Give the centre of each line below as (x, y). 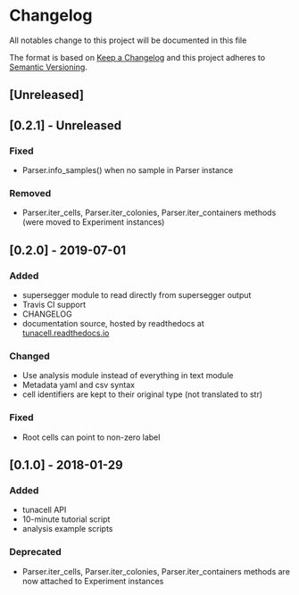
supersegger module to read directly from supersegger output (137, 295)
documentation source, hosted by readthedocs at (113, 323)
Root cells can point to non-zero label (91, 437)
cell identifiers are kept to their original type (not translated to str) (142, 394)
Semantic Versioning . (48, 67)
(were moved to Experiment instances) (93, 222)
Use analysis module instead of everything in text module (128, 376)
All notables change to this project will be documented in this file (128, 40)
